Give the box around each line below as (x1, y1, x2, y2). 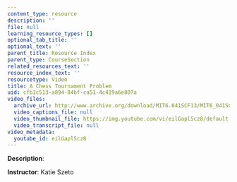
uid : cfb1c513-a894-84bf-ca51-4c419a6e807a (7, 89, 138, 96)
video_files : (7, 96, 46, 103)
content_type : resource (7, 10, 78, 18)
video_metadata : (7, 128, 55, 135)
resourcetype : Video (7, 75, 68, 83)
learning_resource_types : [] (7, 30, 93, 37)
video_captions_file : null (13, 109, 93, 116)
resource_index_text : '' (7, 69, 80, 76)
